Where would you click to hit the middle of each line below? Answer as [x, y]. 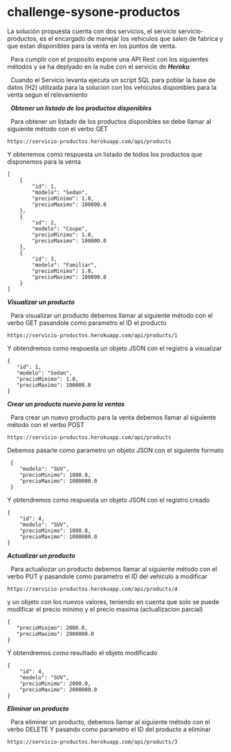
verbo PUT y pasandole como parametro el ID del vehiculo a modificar [107, 576]
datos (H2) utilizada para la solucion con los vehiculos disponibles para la [112, 87]
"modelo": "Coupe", [60, 229]
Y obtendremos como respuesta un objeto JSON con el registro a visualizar [115, 348]
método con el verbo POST [46, 424]
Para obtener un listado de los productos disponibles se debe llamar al [111, 121]
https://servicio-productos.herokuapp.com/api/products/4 [92, 589]
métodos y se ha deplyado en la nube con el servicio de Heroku [99, 66]
